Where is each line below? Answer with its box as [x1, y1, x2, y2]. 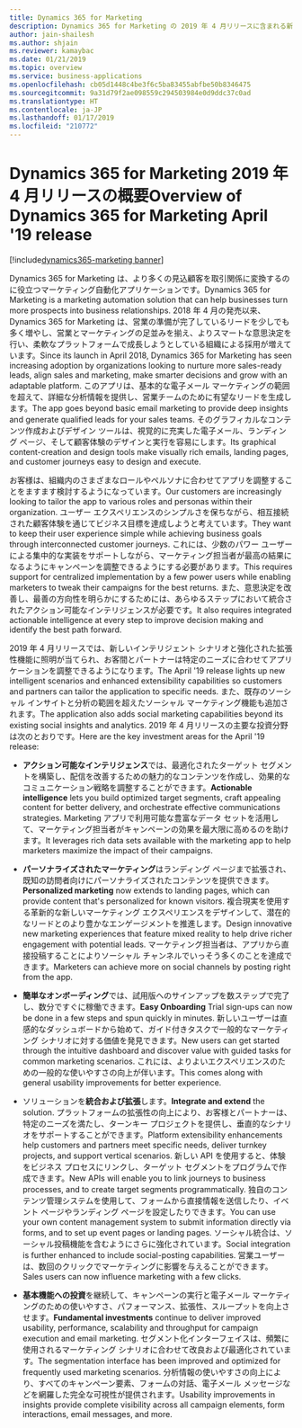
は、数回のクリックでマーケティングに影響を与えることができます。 [22, 1261, 273, 1272]
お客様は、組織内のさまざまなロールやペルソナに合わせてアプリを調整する [9, 474, 285, 486]
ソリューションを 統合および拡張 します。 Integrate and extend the [22, 1095, 265, 1106]
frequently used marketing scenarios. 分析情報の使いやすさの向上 [22, 1366, 266, 1377]
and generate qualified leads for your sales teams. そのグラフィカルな [9, 414, 268, 424]
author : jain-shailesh [9, 30, 94, 39]
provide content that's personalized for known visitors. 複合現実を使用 [22, 896, 282, 906]
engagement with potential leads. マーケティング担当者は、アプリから [22, 939, 281, 950]
